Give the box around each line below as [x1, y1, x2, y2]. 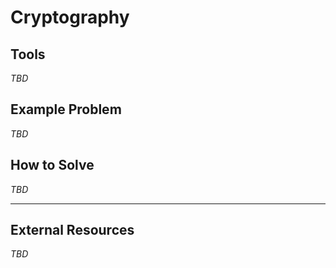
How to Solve [10, 157, 95, 174]
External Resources [10, 222, 135, 239]
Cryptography [10, 6, 130, 29]
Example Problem [10, 101, 122, 118]
